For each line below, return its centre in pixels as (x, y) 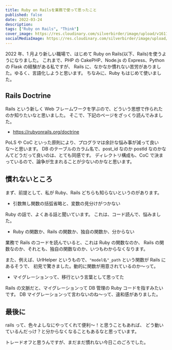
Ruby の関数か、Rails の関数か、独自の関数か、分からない (73, 231)
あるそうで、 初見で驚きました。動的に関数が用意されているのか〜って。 (82, 266)
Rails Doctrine (28, 96)
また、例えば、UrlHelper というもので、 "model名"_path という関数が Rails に (86, 259)
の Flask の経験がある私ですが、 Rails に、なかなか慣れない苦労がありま (81, 67)
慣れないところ (29, 179)
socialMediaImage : (25, 39)
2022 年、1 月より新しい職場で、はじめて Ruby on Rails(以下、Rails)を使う (84, 54)
